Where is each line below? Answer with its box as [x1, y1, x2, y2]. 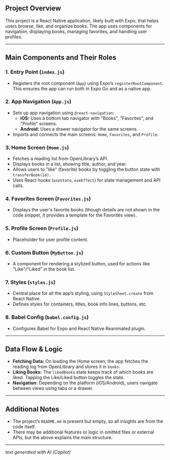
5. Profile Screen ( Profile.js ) [5, 225, 78, 232]
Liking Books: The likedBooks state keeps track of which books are [12, 369, 153, 375]
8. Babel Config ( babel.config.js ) [5, 314, 89, 321]
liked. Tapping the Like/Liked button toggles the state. [12, 375, 125, 381]
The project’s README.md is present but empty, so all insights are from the [12, 418, 163, 424]
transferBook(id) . [12, 172, 51, 178]
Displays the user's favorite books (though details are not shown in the [12, 207, 160, 213]
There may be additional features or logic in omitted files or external [12, 429, 154, 435]
